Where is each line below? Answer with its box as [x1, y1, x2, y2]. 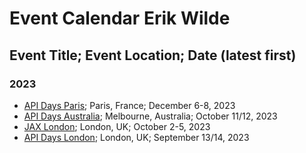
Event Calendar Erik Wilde [9, 7, 231, 30]
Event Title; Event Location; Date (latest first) [9, 47, 297, 64]
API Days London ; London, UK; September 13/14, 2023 [23, 131, 250, 143]
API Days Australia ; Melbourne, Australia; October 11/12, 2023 [23, 110, 278, 122]
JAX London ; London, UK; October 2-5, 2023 [23, 120, 211, 132]
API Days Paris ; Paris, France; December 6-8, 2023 [23, 99, 236, 111]
